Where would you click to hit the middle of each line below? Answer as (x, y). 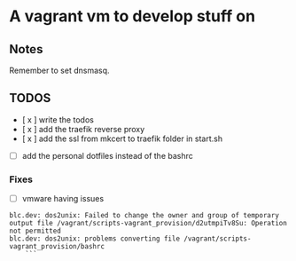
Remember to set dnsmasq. (59, 70)
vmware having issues (63, 199)
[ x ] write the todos (58, 119)
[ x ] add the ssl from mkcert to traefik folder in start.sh (122, 138)
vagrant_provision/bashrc (57, 247)
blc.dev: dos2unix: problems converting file (94, 239)
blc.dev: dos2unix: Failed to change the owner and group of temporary (144, 216)
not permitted (35, 231)
